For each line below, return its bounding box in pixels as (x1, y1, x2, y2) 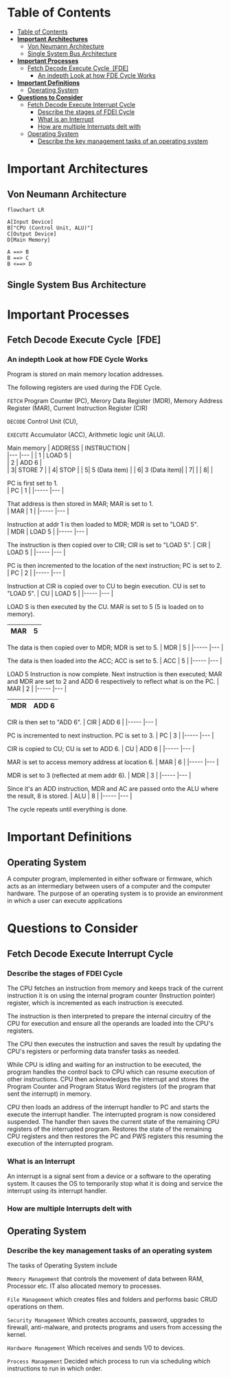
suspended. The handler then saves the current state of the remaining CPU (7, 1118, 220, 1126)
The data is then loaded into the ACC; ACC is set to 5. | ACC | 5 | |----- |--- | (7, 657, 222, 665)
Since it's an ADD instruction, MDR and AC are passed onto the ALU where (7, 785, 219, 793)
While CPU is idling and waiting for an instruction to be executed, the (7, 1061, 202, 1069)
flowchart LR (7, 206, 45, 214)
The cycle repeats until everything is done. (7, 805, 128, 814)
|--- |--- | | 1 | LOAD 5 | (7, 451, 72, 459)
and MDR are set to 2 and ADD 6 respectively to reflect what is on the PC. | (7, 678, 220, 686)
